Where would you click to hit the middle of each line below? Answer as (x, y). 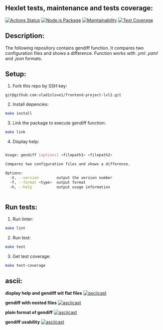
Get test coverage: (31, 256)
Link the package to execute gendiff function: (59, 123)
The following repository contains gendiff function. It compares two (75, 48)
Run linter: (23, 219)
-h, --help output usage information (60, 187)
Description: (25, 36)
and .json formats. (24, 58)
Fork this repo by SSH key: (40, 86)
